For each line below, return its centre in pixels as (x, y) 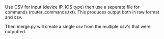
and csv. (14, 17)
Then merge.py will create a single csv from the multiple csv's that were (78, 26)
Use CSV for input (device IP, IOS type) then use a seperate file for (72, 7)
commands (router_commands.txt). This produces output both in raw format (82, 12)
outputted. (15, 32)
